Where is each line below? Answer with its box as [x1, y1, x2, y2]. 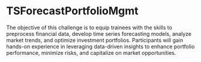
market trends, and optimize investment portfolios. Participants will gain [6, 36, 184, 44]
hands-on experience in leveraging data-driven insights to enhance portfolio [6, 43, 195, 50]
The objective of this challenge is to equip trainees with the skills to [6, 24, 173, 31]
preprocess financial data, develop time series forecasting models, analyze [6, 30, 192, 37]
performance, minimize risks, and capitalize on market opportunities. [6, 49, 176, 56]
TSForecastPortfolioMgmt [6, 4, 139, 18]
